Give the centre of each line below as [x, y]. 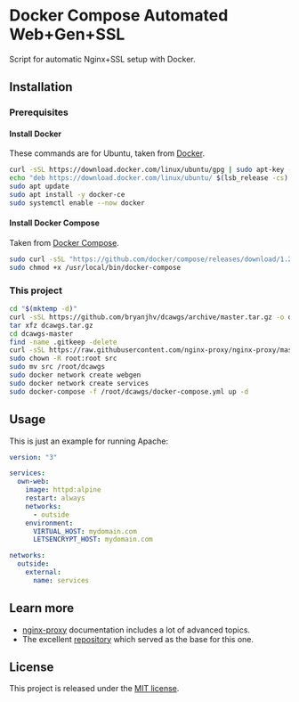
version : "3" [33, 457]
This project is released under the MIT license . [94, 689]
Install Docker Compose [55, 223]
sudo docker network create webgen [75, 375]
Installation [41, 87]
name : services [61, 580]
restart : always [56, 498]
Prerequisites [39, 112]
